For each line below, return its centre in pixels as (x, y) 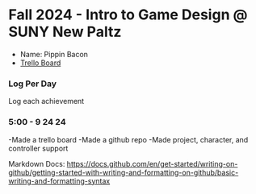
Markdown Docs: (37, 163)
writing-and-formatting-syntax (59, 181)
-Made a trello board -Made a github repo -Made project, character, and (128, 139)
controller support (38, 148)
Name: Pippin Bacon (54, 54)
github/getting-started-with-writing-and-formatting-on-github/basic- (124, 172)
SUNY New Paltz (65, 32)
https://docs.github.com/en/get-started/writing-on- (152, 163)
